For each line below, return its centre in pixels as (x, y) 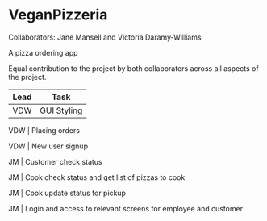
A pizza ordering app (43, 52)
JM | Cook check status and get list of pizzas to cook (97, 177)
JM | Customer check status (55, 161)
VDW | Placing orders (44, 130)
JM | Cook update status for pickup (67, 193)
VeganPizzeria (58, 15)
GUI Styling (61, 110)
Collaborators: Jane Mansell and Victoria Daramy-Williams (105, 37)
